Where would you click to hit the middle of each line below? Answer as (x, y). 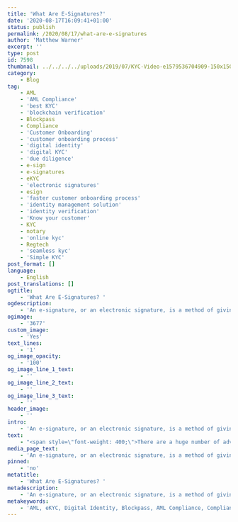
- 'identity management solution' (71, 205)
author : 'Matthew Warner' (45, 40)
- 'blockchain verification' (63, 113)
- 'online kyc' (42, 238)
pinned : (19, 462)
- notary (33, 231)
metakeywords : (28, 501)
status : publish (31, 27)
